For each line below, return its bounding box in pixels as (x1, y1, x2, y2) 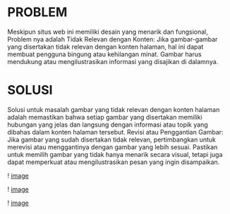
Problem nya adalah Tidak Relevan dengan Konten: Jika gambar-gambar (7, 34, 218, 43)
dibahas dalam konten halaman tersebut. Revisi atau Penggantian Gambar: (7, 127, 224, 136)
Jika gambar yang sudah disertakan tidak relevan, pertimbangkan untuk (7, 135, 217, 144)
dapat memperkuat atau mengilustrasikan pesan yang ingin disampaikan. (7, 158, 220, 166)
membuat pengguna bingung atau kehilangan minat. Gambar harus (7, 50, 202, 58)
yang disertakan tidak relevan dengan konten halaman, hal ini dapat (7, 42, 204, 51)
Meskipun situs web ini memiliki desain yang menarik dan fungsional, (7, 27, 208, 36)
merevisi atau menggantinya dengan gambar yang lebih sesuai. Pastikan (7, 142, 218, 151)
